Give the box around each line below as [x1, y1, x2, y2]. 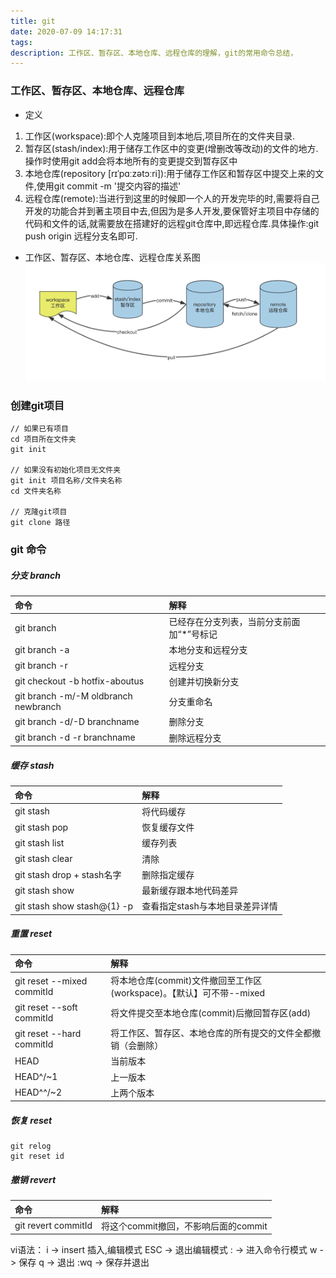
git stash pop [14, 821, 69, 833]
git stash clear [14, 853, 73, 865]
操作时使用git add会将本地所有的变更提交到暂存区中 [24, 155, 238, 167]
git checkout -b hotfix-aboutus [14, 675, 145, 687]
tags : [10, 37, 33, 47]
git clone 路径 [10, 518, 71, 528]
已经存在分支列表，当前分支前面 [168, 616, 301, 628]
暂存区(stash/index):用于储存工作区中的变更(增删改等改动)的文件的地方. [24, 142, 319, 154]
